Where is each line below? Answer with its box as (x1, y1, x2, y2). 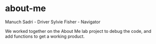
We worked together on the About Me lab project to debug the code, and (5, 28, 152, 34)
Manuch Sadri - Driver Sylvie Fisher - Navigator (5, 19, 101, 25)
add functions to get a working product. (5, 33, 85, 39)
